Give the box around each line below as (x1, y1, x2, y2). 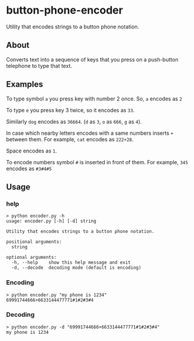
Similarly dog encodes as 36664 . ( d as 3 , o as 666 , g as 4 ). (6, 118, 142, 125)
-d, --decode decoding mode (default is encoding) (11, 265, 142, 271)
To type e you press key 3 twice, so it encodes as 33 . (6, 106, 135, 113)
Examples (6, 79, 43, 89)
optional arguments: (6, 255, 57, 261)
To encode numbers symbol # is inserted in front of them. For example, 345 (6, 158, 188, 165)
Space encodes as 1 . (6, 147, 57, 154)
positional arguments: (6, 239, 62, 245)
